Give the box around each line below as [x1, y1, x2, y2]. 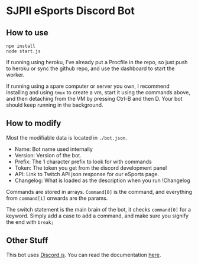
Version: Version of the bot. [14, 151, 82, 159]
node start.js [6, 48, 41, 54]
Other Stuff [6, 236, 48, 246]
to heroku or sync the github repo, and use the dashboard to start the [6, 65, 176, 72]
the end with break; [6, 218, 54, 225]
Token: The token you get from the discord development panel [14, 164, 167, 171]
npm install [6, 43, 35, 49]
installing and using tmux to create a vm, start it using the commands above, [6, 89, 190, 95]
